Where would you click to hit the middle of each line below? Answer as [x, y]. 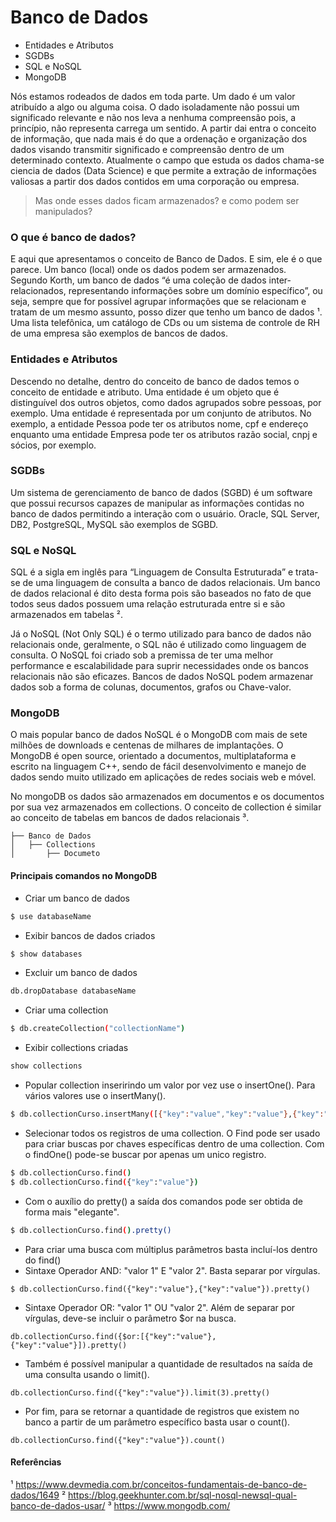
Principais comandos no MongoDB [84, 876]
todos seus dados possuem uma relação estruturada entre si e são [148, 604]
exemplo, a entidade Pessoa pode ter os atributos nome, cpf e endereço [159, 423]
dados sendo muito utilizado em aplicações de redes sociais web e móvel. [163, 777]
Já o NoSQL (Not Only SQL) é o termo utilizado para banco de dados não [161, 634]
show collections [46, 1066]
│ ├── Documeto [55, 854]
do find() [43, 1260]
